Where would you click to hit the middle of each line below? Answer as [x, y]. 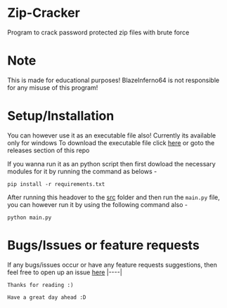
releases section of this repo [48, 150]
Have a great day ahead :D [47, 297]
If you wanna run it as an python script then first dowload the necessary [111, 163]
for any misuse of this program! [53, 87]
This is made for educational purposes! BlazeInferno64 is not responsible [113, 80]
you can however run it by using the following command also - [98, 204]
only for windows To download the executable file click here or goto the [111, 142]
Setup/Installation [61, 116]
